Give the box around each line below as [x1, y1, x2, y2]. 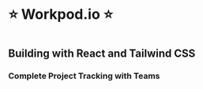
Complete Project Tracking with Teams [8, 71, 160, 82]
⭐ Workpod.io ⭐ [8, 6, 114, 24]
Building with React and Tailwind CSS [8, 47, 196, 61]
